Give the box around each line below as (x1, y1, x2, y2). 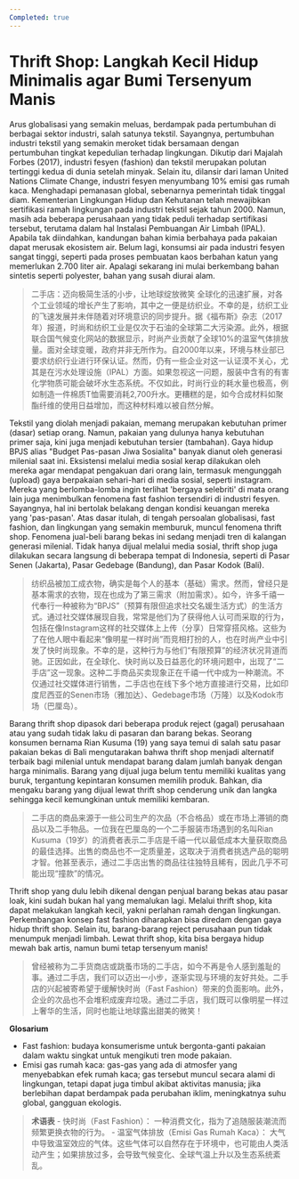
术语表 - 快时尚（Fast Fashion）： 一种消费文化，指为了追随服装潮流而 (30, 1115, 287, 1126)
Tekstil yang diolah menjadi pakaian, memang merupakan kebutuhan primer (9, 418, 287, 428)
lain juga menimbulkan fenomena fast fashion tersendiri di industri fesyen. (9, 493, 280, 504)
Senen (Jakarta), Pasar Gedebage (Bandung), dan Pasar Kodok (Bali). (9, 559, 265, 570)
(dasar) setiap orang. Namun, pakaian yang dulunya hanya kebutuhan (9, 427, 265, 437)
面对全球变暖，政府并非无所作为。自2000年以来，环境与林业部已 (46, 344, 285, 354)
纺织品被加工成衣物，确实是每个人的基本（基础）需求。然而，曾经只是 (30, 578, 289, 589)
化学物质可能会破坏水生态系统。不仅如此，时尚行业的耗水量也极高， (30, 378, 281, 388)
